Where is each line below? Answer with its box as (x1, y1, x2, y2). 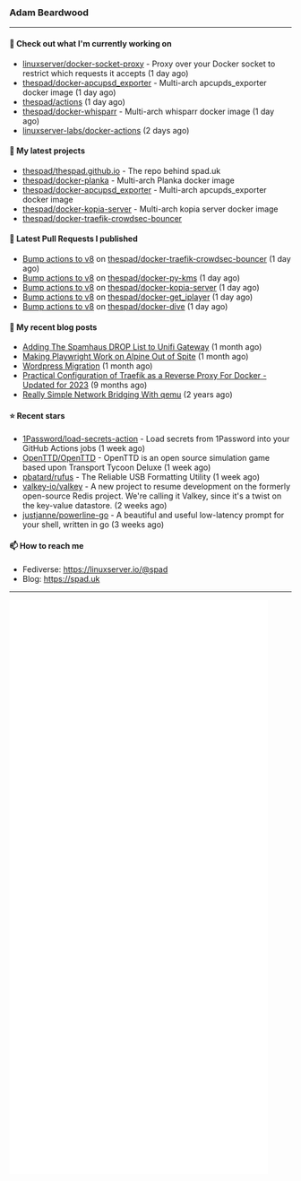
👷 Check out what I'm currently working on (9, 38, 172, 48)
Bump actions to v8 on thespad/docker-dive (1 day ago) (21, 300, 228, 311)
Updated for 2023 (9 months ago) (21, 379, 148, 391)
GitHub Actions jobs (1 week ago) (21, 443, 146, 454)
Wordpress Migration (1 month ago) (21, 360, 153, 371)
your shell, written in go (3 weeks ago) (21, 519, 165, 530)
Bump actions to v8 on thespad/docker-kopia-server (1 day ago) (21, 282, 260, 292)
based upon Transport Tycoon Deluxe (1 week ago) (21, 462, 211, 473)
